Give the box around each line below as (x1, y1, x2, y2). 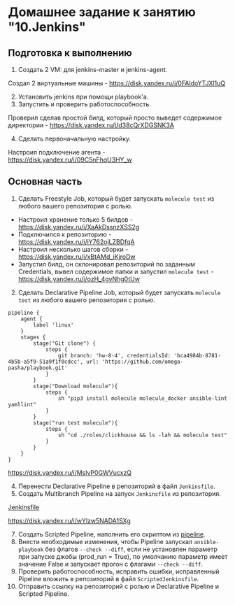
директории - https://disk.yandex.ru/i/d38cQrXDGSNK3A (8, 121, 174, 129)
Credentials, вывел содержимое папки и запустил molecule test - (17, 267, 214, 276)
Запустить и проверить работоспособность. (17, 100, 151, 108)
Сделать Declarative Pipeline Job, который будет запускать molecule (17, 288, 221, 297)
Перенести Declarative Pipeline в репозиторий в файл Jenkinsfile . (17, 482, 215, 490)
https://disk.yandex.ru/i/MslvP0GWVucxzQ (8, 468, 132, 476)
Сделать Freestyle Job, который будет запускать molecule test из (17, 194, 215, 203)
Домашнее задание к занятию (8, 4, 197, 20)
